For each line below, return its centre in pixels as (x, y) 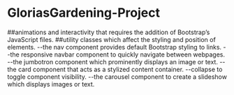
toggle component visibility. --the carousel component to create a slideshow (117, 76)
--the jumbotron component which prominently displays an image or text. (113, 61)
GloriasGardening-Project (84, 13)
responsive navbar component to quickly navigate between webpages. (123, 54)
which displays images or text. (51, 84)
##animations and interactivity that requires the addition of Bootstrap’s (109, 32)
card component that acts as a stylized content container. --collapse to (120, 69)
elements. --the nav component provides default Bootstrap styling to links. (115, 47)
